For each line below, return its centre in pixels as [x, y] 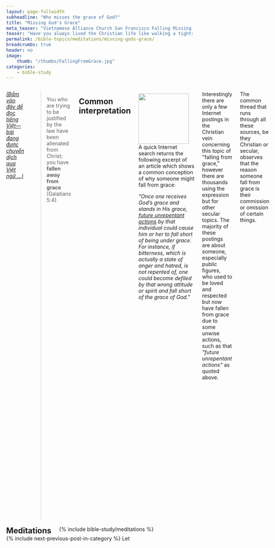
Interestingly [217, 94]
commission [255, 201]
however [213, 170]
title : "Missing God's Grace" [43, 23]
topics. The [216, 220]
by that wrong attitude [166, 284]
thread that [253, 107]
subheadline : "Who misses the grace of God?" [63, 17]
